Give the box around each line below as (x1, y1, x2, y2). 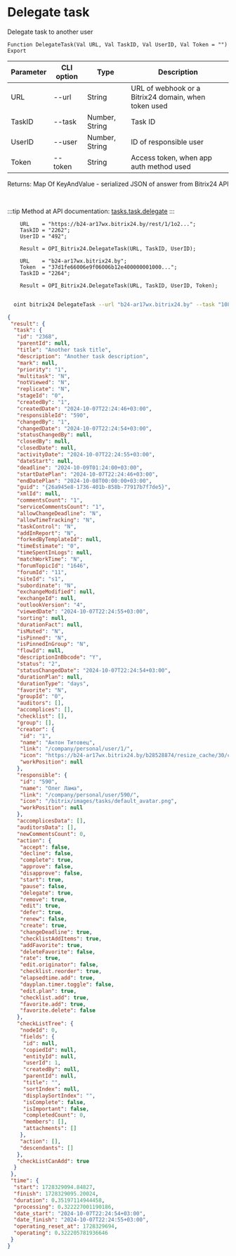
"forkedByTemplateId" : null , (16, 536, 102, 543)
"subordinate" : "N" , (16, 582, 77, 589)
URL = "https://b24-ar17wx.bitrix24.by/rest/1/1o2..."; (20, 220, 197, 227)
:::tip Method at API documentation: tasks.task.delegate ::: (7, 207, 175, 215)
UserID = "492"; (20, 233, 68, 240)
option (55, 71, 79, 81)
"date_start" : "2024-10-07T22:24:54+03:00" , (13, 1210, 146, 1217)
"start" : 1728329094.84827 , (13, 1184, 96, 1191)
